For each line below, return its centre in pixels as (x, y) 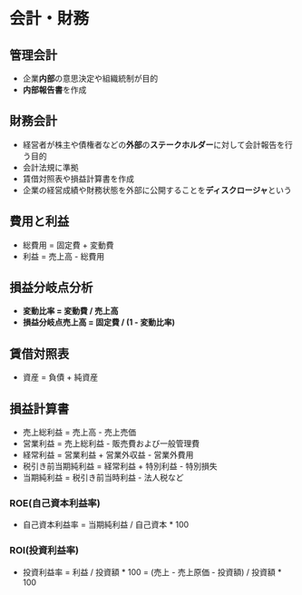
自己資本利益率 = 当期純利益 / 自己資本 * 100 (106, 525)
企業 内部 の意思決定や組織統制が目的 (90, 78)
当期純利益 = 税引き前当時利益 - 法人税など (103, 478)
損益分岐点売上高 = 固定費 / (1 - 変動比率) (98, 322)
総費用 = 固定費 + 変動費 (68, 245)
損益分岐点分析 (51, 288)
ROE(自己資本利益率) (55, 502)
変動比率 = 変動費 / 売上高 (70, 311)
